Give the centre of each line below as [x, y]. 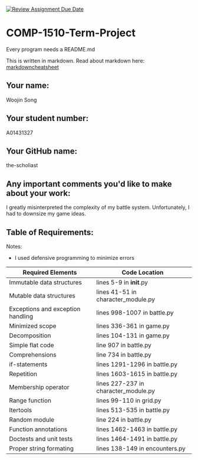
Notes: [14, 246]
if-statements [28, 364]
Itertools [21, 410]
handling [21, 316]
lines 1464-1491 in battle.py [137, 439]
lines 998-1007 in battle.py [135, 313]
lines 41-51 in [116, 292]
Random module [32, 420]
